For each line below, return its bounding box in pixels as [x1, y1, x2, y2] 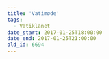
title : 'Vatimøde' [7, 9, 60, 17]
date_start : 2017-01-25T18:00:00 [7, 28, 103, 36]
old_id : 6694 [7, 41, 45, 48]
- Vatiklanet [13, 22, 51, 29]
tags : [7, 16, 23, 23]
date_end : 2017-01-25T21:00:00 [7, 35, 97, 42]
